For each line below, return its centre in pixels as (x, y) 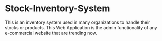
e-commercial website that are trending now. (51, 33)
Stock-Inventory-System (58, 9)
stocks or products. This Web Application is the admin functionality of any (81, 27)
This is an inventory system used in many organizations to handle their (78, 22)
